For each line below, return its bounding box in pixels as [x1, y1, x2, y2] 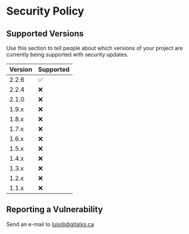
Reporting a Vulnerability [6, 204, 103, 215]
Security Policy [6, 4, 85, 18]
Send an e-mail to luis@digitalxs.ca [6, 220, 94, 228]
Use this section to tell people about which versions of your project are [6, 44, 183, 52]
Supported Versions [6, 28, 84, 39]
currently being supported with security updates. [6, 51, 129, 58]
